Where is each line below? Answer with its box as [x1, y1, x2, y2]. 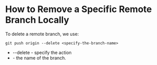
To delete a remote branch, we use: [5, 31, 79, 37]
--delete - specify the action [12, 49, 72, 55]
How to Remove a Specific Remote [5, 4, 152, 15]
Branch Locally [5, 14, 70, 26]
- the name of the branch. [12, 54, 67, 61]
